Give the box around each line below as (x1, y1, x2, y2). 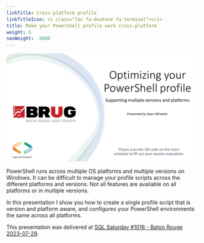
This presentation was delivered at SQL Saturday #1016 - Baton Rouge (6, 223, 183, 231)
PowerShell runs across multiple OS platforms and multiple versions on (6, 167, 185, 175)
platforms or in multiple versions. (6, 186, 89, 194)
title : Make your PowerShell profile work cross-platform (6, 23, 157, 29)
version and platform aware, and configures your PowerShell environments (6, 205, 195, 213)
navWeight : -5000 (6, 35, 51, 42)
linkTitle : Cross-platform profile (6, 10, 97, 16)
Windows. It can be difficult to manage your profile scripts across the (6, 174, 180, 181)
